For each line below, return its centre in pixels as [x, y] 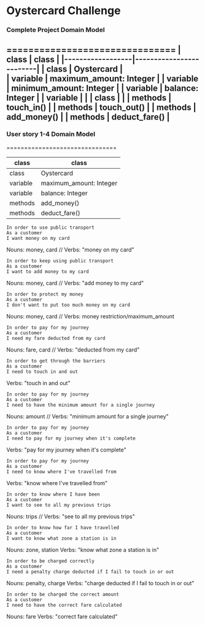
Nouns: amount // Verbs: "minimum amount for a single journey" [87, 416]
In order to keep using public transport [60, 261]
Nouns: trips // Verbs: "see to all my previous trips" [71, 516]
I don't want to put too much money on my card [68, 305]
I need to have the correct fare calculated [64, 605]
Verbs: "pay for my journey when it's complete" [67, 450]
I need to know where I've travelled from [61, 472]
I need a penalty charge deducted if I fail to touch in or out [90, 572]
